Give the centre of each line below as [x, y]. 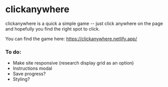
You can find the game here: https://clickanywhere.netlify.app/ [71, 39]
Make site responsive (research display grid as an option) [73, 63]
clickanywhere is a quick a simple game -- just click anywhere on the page [84, 23]
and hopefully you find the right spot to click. [53, 28]
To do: [13, 52]
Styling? [21, 79]
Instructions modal [32, 68]
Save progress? [29, 74]
